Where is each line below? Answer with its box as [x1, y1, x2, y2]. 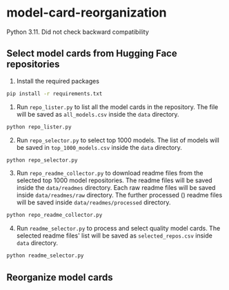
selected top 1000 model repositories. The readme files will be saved [16, 176, 212, 184]
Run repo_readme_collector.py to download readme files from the [16, 169, 203, 177]
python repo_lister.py [6, 123, 72, 130]
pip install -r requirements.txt [6, 90, 103, 97]
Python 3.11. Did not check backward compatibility [6, 28, 150, 36]
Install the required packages [16, 77, 99, 85]
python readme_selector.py [6, 252, 84, 260]
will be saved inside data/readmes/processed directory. [16, 198, 171, 206]
